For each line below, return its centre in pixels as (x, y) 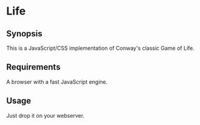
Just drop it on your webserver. (45, 115)
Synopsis (24, 34)
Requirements (33, 67)
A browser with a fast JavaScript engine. (57, 82)
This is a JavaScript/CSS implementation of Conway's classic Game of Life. (101, 48)
